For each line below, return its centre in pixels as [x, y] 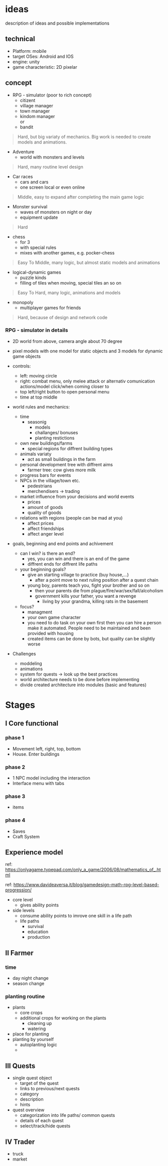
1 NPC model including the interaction [51, 778]
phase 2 [15, 767]
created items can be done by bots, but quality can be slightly [91, 638]
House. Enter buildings [36, 754]
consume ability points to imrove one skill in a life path [76, 916]
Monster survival [30, 206]
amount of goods [45, 507]
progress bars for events [45, 475]
